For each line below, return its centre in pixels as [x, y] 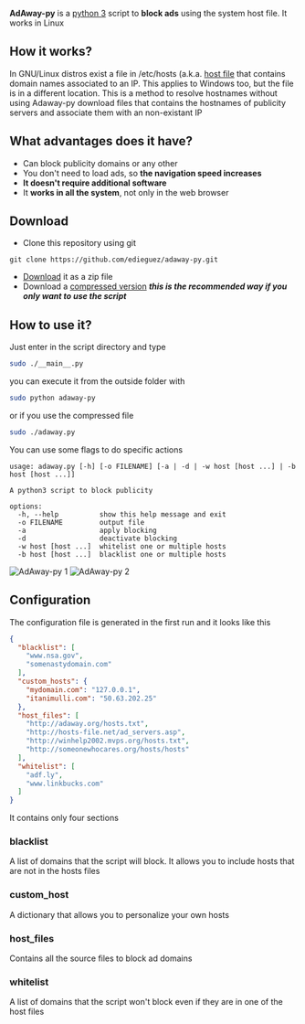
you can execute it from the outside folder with [97, 381]
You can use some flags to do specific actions [96, 449]
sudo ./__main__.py [47, 364]
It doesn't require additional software [95, 183]
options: [26, 507]
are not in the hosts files [55, 871]
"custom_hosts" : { [53, 682]
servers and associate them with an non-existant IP [106, 112]
